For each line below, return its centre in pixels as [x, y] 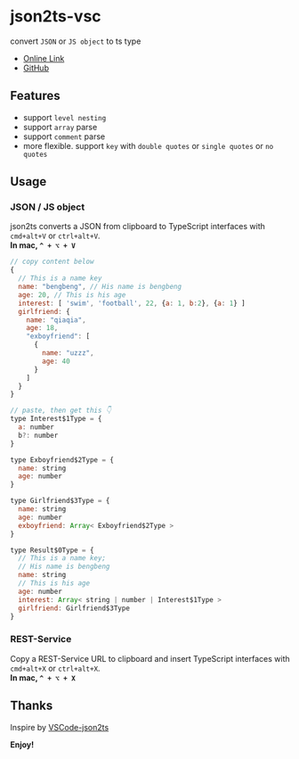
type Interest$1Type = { [56, 419]
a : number [36, 427]
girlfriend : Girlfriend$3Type [74, 608]
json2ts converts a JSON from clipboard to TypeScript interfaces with [138, 227]
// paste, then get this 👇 [61, 411]
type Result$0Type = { [52, 550]
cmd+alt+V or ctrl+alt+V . [55, 236]
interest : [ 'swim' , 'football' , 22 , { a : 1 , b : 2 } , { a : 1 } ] [132, 303]
